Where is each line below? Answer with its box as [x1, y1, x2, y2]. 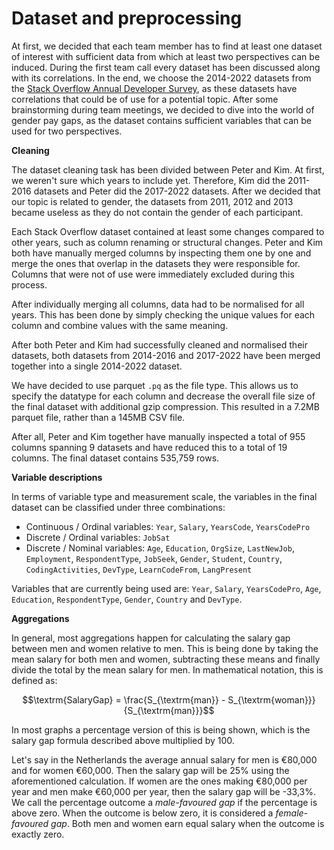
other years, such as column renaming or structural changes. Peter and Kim [11, 236, 324, 248]
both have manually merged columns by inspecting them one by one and [11, 247, 312, 259]
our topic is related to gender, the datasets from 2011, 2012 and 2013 [11, 195, 294, 207]
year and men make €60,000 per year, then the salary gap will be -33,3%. [11, 785, 317, 797]
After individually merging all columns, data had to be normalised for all [11, 298, 305, 310]
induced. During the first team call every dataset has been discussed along [11, 61, 321, 73]
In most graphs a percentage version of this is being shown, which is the [11, 723, 311, 736]
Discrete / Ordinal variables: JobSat [25, 531, 171, 543]
